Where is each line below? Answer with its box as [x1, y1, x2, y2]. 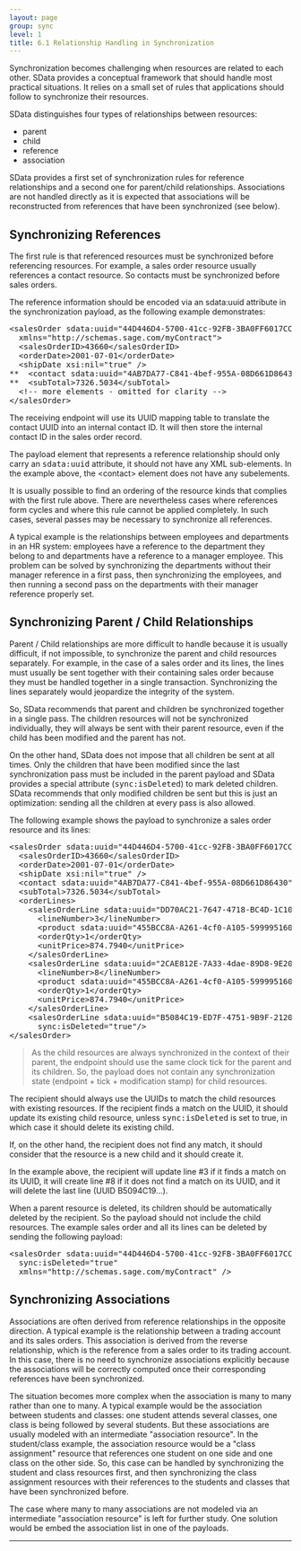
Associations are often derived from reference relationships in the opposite [9, 1316, 287, 1326]
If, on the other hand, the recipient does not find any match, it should [9, 1139, 262, 1150]
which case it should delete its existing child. [9, 1122, 175, 1132]
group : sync [9, 22, 54, 31]
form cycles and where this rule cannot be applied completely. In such [9, 505, 269, 516]
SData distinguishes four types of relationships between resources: [9, 109, 258, 119]
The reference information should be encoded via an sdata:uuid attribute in [9, 297, 287, 308]
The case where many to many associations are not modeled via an [9, 1503, 258, 1514]
